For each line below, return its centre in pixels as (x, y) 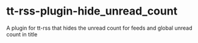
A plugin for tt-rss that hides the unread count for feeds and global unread (99, 28)
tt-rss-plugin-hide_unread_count (92, 11)
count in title (22, 34)
